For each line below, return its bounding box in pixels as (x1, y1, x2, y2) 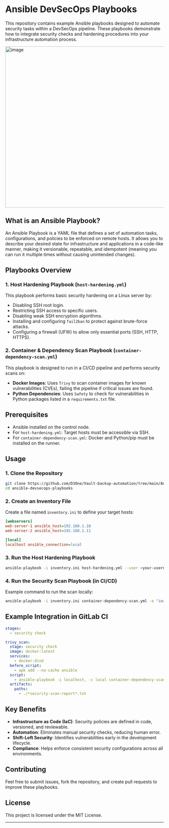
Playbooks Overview (5, 266, 71, 275)
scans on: (5, 370, 26, 376)
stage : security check (10, 644, 57, 650)
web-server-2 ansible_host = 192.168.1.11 (5, 528, 92, 534)
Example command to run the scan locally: (5, 589, 94, 595)
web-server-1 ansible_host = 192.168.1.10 (5, 524, 92, 529)
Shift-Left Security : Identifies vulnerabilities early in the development (12, 734, 157, 740)
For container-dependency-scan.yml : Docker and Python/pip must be (12, 434, 154, 440)
